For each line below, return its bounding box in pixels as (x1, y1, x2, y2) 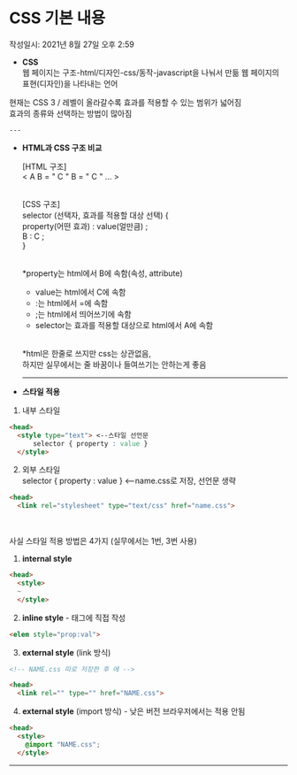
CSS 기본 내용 (9, 8, 106, 28)
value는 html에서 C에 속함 (34, 287, 126, 297)
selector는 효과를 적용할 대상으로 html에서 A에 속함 (34, 319, 214, 330)
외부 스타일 (21, 464, 61, 475)
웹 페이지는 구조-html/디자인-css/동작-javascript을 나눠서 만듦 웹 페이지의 (21, 67, 280, 78)
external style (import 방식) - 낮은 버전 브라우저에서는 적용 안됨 (21, 706, 246, 717)
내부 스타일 (21, 404, 61, 416)
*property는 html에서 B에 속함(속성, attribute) (21, 267, 183, 279)
